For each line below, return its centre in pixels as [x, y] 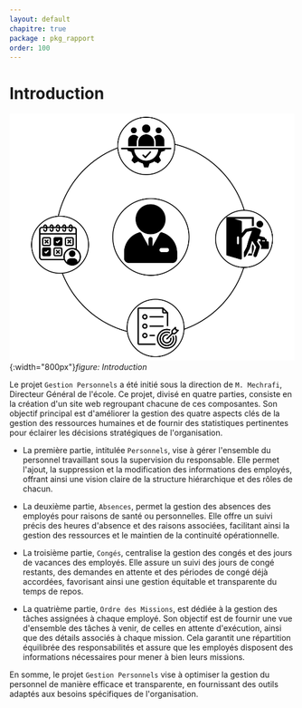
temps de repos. [53, 592]
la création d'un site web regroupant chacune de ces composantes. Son [143, 404]
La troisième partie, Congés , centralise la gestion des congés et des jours [157, 553]
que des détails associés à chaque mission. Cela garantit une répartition [156, 638]
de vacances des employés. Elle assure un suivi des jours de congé [148, 563]
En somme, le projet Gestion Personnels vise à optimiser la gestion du [140, 674]
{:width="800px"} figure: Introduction [78, 367]
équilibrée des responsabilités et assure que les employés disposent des [158, 647]
